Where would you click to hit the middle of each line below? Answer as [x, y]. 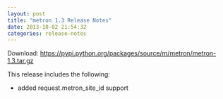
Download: [23, 53]
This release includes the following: [59, 74]
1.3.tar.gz [20, 61]
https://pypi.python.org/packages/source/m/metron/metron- [128, 53]
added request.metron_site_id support [73, 88]
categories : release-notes [47, 33]
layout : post [26, 14]
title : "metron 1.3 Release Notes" [60, 20]
